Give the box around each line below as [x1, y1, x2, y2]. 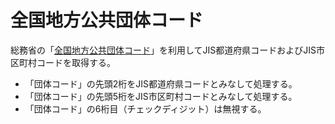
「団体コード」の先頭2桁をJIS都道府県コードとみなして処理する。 [24, 77, 298, 90]
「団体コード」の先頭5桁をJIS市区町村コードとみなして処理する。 [24, 90, 298, 102]
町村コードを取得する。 [18, 56, 116, 68]
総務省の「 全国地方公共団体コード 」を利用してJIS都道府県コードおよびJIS [10, 44, 317, 56]
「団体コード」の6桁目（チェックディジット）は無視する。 [24, 102, 267, 115]
